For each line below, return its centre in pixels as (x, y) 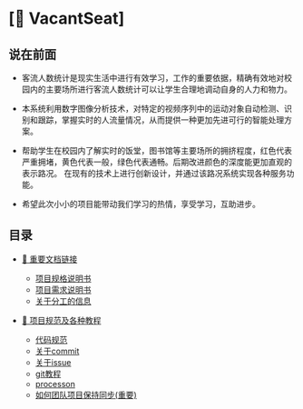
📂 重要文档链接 (49, 259)
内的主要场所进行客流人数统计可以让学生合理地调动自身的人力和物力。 (161, 89)
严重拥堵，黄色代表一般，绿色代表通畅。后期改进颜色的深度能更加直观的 (156, 162)
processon (55, 384)
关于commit (57, 351)
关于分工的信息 (63, 301)
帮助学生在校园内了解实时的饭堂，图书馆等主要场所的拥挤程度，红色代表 (156, 150)
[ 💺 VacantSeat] (67, 19)
